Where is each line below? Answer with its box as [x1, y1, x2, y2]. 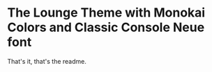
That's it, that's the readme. [7, 57, 87, 65]
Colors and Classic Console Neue [7, 19, 205, 35]
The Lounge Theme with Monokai [7, 5, 206, 21]
